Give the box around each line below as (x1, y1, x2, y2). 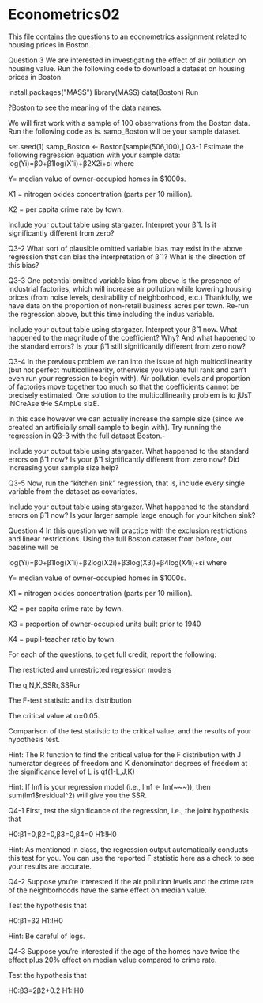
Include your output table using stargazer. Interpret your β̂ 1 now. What (8, 324, 238, 334)
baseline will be (8, 542, 59, 552)
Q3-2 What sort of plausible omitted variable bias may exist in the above (8, 243, 243, 253)
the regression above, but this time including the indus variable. (8, 309, 215, 319)
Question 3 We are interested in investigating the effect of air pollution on (8, 55, 246, 65)
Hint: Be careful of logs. (8, 931, 85, 941)
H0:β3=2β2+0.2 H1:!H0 (8, 986, 85, 995)
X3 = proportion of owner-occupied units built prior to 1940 (8, 619, 201, 628)
